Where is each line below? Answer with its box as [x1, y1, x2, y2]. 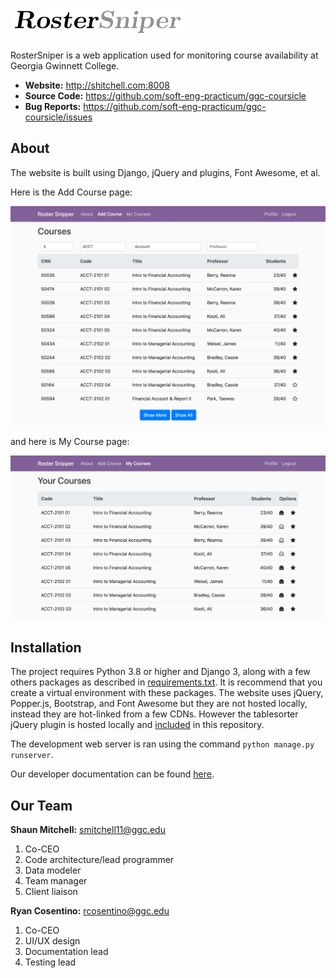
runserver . [10, 749, 54, 761]
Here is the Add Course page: [10, 186, 133, 198]
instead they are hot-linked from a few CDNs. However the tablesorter [10, 708, 299, 720]
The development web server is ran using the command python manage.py [10, 738, 315, 750]
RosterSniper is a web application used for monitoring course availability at [10, 49, 319, 61]
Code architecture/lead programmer [24, 854, 175, 866]
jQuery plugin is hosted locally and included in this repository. [10, 719, 265, 731]
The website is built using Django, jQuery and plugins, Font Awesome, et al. [10, 166, 321, 178]
